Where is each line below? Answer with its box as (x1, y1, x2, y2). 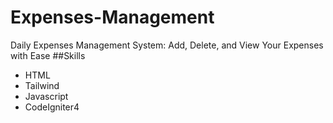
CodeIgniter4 (24, 101, 80, 113)
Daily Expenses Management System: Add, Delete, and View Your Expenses (10, 39, 324, 51)
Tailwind (24, 79, 60, 91)
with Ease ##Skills (10, 49, 86, 61)
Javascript (24, 90, 69, 102)
